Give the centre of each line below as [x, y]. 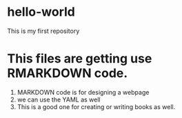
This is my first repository [43, 31]
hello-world [41, 12]
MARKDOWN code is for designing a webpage [83, 92]
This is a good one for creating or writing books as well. [96, 106]
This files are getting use [80, 59]
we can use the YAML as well [59, 99]
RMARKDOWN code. [68, 73]
